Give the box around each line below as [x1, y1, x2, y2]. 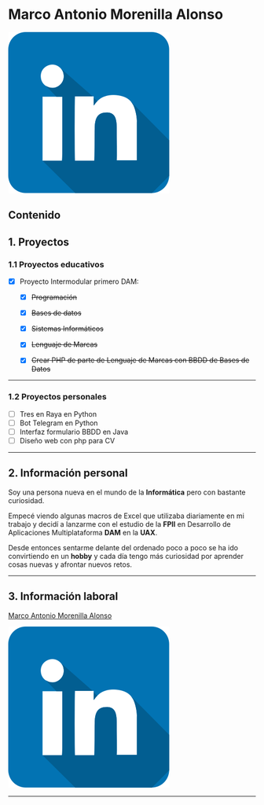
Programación [31, 292, 77, 302]
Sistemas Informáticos [31, 324, 104, 333]
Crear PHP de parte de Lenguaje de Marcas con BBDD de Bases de [31, 355, 250, 365]
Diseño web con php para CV [19, 436, 115, 445]
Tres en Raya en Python [19, 409, 97, 418]
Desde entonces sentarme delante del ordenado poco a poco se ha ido [8, 542, 238, 552]
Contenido [8, 208, 61, 222]
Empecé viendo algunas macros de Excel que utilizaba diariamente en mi [8, 511, 245, 520]
